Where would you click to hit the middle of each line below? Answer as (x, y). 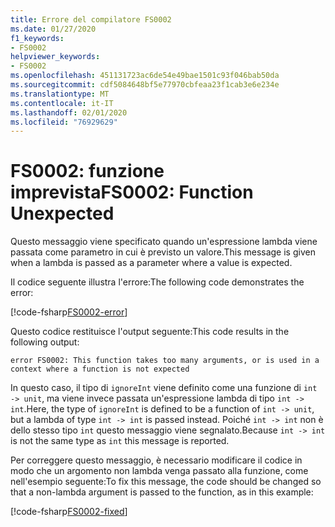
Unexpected (62, 213)
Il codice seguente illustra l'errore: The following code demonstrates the (157, 282)
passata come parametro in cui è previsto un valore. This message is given (163, 252)
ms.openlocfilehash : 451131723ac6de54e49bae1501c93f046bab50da (145, 76)
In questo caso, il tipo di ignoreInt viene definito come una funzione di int (164, 388)
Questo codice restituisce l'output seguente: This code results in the (150, 332)
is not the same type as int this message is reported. (120, 441)
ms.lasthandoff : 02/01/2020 (69, 112)
